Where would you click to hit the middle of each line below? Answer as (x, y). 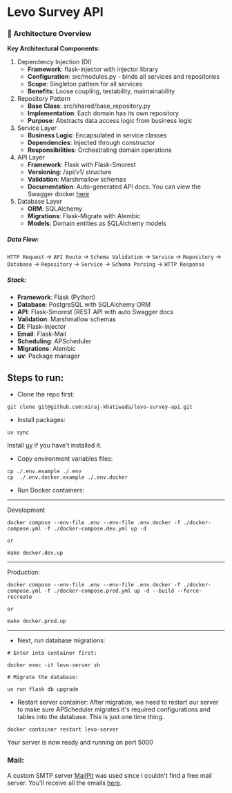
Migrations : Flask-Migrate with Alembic (84, 216)
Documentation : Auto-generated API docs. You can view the (114, 187)
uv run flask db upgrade (43, 689)
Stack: (17, 280)
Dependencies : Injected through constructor (91, 143)
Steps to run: (36, 378)
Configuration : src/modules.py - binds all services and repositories (123, 77)
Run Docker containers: (51, 490)
